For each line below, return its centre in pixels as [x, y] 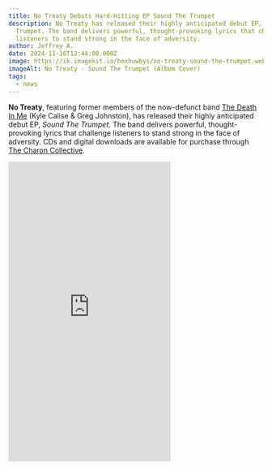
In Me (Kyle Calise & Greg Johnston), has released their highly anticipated [132, 115]
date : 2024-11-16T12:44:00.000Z [63, 54]
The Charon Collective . [47, 150]
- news [27, 84]
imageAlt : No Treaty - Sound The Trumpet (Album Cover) [104, 69]
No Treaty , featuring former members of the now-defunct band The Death [133, 107]
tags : [17, 76]
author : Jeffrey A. [41, 46]
